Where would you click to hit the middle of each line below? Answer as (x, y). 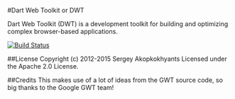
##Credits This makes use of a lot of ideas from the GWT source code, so (115, 80)
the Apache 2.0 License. (43, 66)
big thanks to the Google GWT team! (61, 87)
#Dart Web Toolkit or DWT (46, 10)
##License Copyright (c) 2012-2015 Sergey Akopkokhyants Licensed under (117, 59)
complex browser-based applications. (63, 31)
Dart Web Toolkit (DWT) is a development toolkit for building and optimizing (118, 24)
